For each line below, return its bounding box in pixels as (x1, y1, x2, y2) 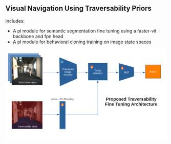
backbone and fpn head (12, 33, 64, 39)
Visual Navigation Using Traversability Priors (5, 4, 152, 13)
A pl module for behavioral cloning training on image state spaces (12, 39, 152, 45)
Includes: (5, 17, 25, 24)
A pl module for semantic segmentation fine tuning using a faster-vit (12, 28, 157, 34)
